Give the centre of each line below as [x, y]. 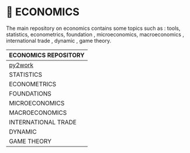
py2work [21, 65]
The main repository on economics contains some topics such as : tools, [93, 28]
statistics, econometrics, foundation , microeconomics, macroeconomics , [95, 34]
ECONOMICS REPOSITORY [47, 55]
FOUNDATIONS [30, 93]
